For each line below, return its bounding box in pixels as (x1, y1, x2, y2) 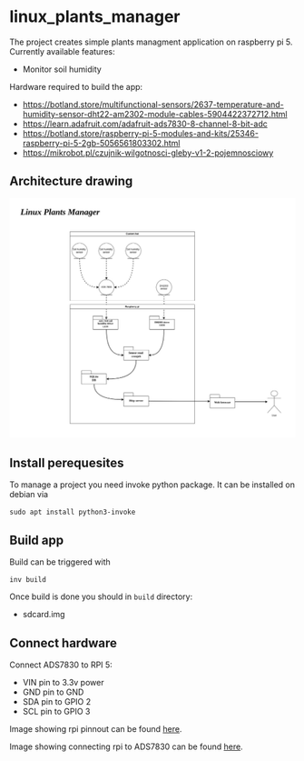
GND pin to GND (22, 686, 84, 697)
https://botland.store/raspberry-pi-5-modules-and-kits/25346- (22, 127, 259, 138)
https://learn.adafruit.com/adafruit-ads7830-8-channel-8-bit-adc (22, 118, 268, 129)
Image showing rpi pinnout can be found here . (9, 724, 182, 734)
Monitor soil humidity (22, 64, 102, 75)
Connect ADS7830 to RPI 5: (9, 659, 113, 670)
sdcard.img (22, 609, 65, 620)
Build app (9, 532, 64, 547)
